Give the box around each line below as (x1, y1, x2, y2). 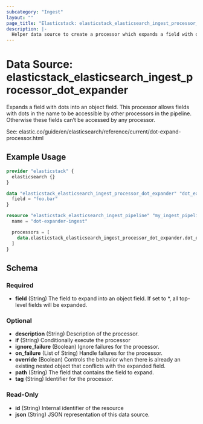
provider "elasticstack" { (6, 168, 74, 174)
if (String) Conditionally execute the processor (14, 337, 131, 344)
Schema (6, 263, 38, 273)
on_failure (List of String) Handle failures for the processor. (14, 349, 163, 357)
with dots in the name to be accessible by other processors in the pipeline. (6, 110, 192, 117)
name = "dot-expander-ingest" (11, 218, 88, 224)
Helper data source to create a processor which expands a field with (11, 32, 193, 38)
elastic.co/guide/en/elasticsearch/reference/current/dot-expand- (19, 128, 181, 135)
